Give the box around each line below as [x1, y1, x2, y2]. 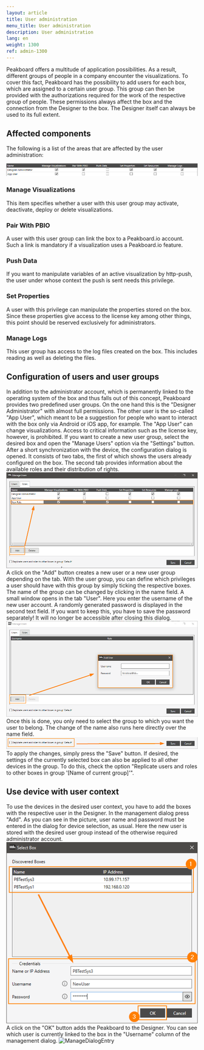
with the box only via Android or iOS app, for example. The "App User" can [6, 420, 193, 427]
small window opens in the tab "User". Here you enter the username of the [6, 595, 193, 602]
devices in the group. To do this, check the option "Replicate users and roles [6, 762, 197, 770]
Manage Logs [6, 334, 47, 342]
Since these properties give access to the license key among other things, [6, 312, 192, 319]
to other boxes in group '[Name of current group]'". [6, 769, 135, 776]
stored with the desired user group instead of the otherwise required [6, 829, 178, 836]
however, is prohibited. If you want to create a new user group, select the [6, 433, 189, 440]
